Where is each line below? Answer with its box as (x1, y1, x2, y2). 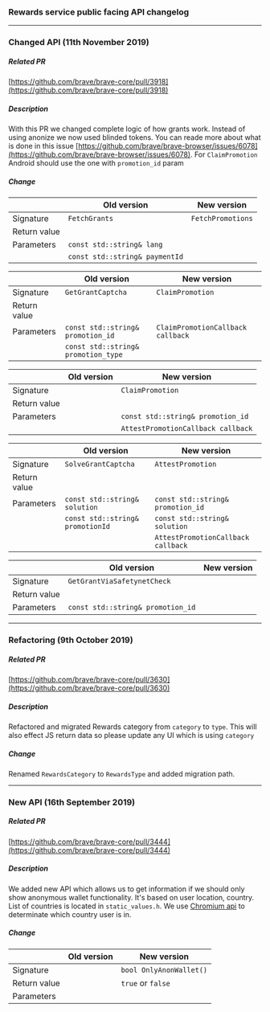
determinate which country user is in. (8, 909, 132, 919)
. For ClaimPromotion (190, 150, 258, 159)
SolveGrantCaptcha (64, 460, 135, 469)
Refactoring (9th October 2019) (8, 634, 134, 645)
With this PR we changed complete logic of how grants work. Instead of (8, 124, 246, 134)
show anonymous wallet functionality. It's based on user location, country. (8, 892, 255, 902)
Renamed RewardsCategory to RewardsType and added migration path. (8, 768, 235, 778)
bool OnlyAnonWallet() (121, 965, 208, 974)
